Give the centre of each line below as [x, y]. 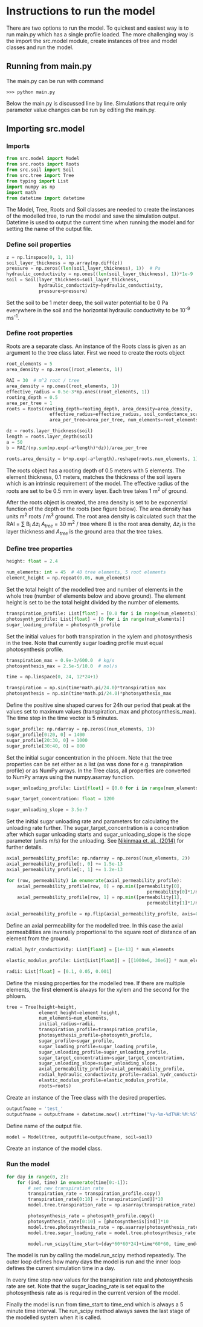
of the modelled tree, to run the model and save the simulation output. [93, 216]
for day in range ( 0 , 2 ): [37, 1177]
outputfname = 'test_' [35, 1108]
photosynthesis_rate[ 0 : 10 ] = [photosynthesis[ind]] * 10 [98, 1222]
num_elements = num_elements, [74, 1018]
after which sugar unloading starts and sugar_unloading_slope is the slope [99, 834]
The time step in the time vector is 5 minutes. [63, 718]
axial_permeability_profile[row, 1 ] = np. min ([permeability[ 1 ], [100, 897]
